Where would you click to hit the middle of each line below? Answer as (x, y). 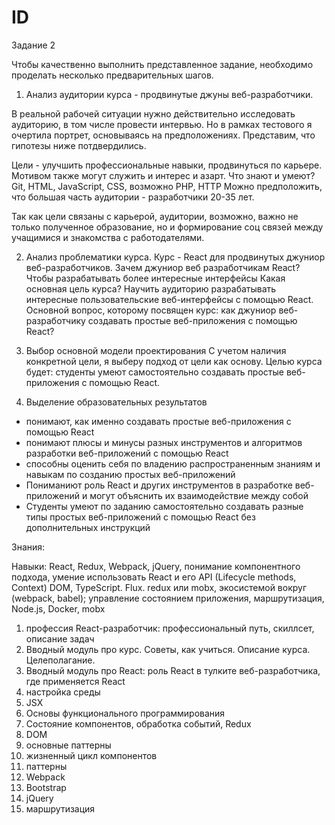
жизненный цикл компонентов (91, 755)
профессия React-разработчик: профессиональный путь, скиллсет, (170, 628)
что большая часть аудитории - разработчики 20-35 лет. (133, 197)
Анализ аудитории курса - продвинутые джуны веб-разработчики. (169, 94)
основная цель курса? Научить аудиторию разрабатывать (151, 288)
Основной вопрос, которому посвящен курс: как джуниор (151, 310)
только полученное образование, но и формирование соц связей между (167, 227)
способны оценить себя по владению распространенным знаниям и (173, 463)
